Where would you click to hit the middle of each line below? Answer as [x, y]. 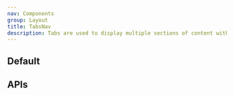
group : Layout [28, 20]
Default [24, 61]
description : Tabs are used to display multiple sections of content [110, 33]
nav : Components [31, 14]
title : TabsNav [29, 26]
